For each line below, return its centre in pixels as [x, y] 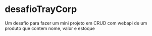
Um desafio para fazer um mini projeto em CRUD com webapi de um [76, 23]
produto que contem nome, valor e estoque [50, 28]
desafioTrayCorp [41, 9]
